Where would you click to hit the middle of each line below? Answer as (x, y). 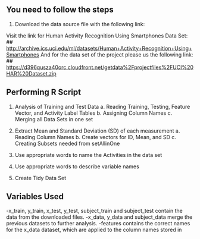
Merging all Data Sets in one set (54, 119)
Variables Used (35, 196)
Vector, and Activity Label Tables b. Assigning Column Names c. (93, 113)
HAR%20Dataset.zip (31, 73)
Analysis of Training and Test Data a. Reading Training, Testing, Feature (102, 106)
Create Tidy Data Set (40, 178)
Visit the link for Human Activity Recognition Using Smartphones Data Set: (97, 36)
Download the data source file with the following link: (80, 24)
